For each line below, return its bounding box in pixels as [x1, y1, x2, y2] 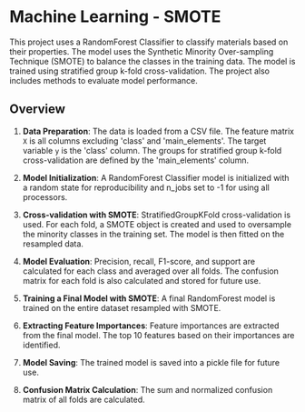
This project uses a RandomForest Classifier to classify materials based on [9, 36, 289, 47]
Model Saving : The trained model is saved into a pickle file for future [22, 357, 280, 367]
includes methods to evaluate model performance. [9, 75, 198, 85]
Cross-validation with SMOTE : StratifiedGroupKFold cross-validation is [22, 209, 291, 220]
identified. [22, 339, 61, 350]
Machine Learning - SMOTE [9, 6, 221, 27]
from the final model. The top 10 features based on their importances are [22, 329, 295, 340]
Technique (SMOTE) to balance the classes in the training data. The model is [9, 55, 296, 66]
